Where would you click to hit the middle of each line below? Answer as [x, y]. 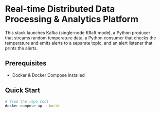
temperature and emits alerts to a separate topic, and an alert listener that [79, 43]
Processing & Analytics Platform [72, 19]
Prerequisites [26, 63]
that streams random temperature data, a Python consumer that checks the [81, 38]
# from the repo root [27, 101]
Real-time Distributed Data [60, 9]
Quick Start [23, 90]
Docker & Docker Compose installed [48, 75]
